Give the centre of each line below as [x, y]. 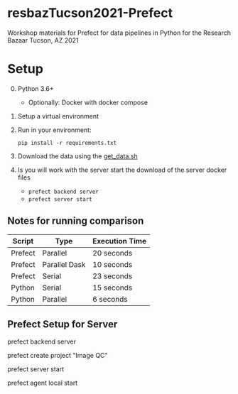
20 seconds [112, 253]
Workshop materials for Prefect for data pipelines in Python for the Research [119, 33]
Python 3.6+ [36, 88]
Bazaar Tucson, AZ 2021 [43, 40]
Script [23, 241]
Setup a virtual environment [58, 116]
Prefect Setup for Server [63, 324]
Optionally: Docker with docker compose [88, 102]
